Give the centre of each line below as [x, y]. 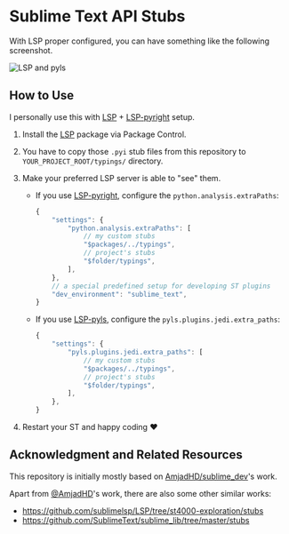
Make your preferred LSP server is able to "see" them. [121, 178]
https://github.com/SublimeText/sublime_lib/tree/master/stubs [136, 520]
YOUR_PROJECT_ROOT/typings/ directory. [92, 161]
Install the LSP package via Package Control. [104, 134]
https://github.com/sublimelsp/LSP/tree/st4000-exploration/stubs [143, 510]
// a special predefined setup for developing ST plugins [161, 286]
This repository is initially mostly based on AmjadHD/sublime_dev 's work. [143, 476]
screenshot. [31, 50]
